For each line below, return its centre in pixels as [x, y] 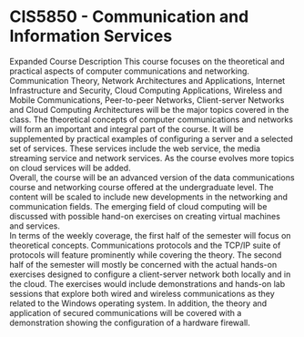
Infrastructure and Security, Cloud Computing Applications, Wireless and [146, 90]
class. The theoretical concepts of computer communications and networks [152, 119]
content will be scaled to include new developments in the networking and [149, 197]
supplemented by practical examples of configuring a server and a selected [152, 138]
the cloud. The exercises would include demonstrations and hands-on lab [147, 283]
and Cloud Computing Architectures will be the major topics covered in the [149, 109]
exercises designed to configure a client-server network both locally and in [150, 274]
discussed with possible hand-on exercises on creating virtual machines [145, 216]
